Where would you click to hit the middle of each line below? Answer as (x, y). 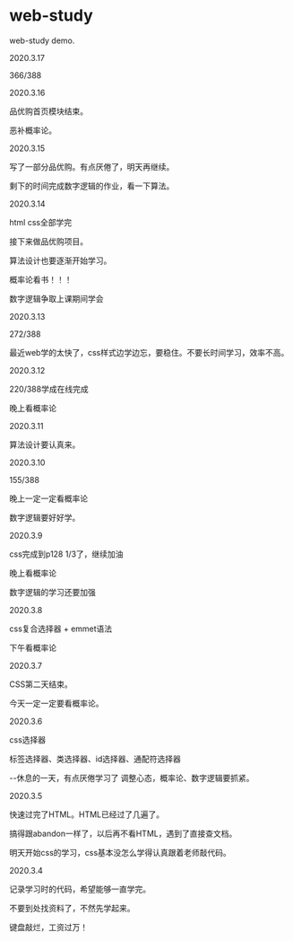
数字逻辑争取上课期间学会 (56, 298)
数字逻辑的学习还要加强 (52, 592)
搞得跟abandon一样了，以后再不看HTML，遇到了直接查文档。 (123, 833)
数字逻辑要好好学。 (45, 517)
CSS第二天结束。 (41, 684)
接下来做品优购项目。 (48, 241)
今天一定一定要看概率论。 (56, 703)
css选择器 (28, 739)
